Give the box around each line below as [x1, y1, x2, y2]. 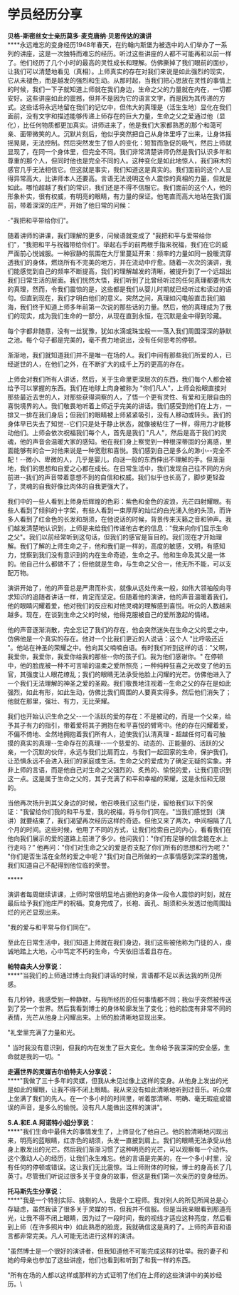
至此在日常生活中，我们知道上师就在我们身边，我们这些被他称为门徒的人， [7, 938, 225, 946]
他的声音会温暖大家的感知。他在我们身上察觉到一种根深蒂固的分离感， [19, 437, 225, 446]
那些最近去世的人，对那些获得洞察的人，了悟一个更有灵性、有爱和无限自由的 [7, 392, 232, 401]
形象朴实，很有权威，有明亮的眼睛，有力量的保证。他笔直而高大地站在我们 [7, 192, 225, 200]
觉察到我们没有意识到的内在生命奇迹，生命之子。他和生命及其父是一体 [19, 550, 225, 559]
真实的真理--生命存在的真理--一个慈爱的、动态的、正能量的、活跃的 [19, 738, 218, 747]
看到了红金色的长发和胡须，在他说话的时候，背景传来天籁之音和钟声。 [19, 514, 225, 523]
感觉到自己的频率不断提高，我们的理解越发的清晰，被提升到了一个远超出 [19, 267, 232, 275]
